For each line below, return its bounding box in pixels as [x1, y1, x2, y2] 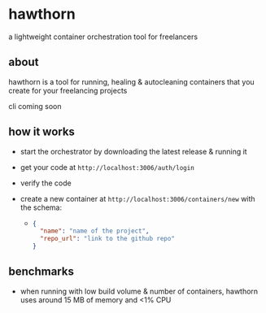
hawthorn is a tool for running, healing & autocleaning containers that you [8, 76, 255, 86]
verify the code [20, 178, 72, 188]
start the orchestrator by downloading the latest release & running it [20, 146, 247, 156]
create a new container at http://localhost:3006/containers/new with [20, 193, 255, 203]
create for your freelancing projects [8, 85, 128, 95]
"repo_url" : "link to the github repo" [39, 235, 175, 243]
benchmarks [8, 265, 75, 279]
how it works [8, 125, 76, 139]
